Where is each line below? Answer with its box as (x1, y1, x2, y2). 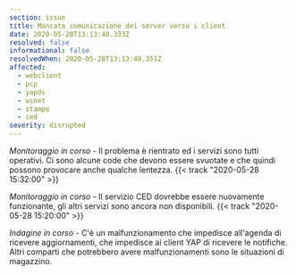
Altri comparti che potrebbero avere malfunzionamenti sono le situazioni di (9, 246, 284, 257)
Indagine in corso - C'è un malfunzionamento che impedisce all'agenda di (9, 228, 282, 237)
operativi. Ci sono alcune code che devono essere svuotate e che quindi (9, 155, 275, 165)
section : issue (9, 12, 66, 22)
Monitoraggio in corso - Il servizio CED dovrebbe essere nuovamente (9, 191, 265, 202)
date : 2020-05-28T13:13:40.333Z (9, 29, 130, 38)
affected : (9, 63, 47, 72)
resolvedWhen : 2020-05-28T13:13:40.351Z (9, 54, 163, 63)
